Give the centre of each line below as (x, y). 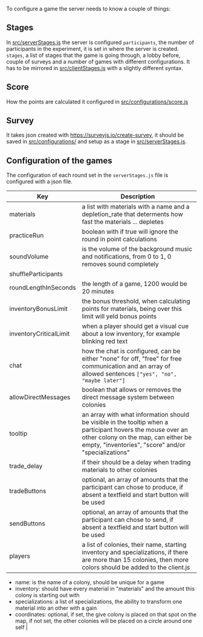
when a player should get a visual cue (135, 326)
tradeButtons (28, 491)
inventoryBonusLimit (39, 309)
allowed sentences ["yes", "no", (129, 374)
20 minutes (98, 292)
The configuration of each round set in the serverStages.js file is (87, 175)
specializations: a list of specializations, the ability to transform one (98, 602)
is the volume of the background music (137, 249)
